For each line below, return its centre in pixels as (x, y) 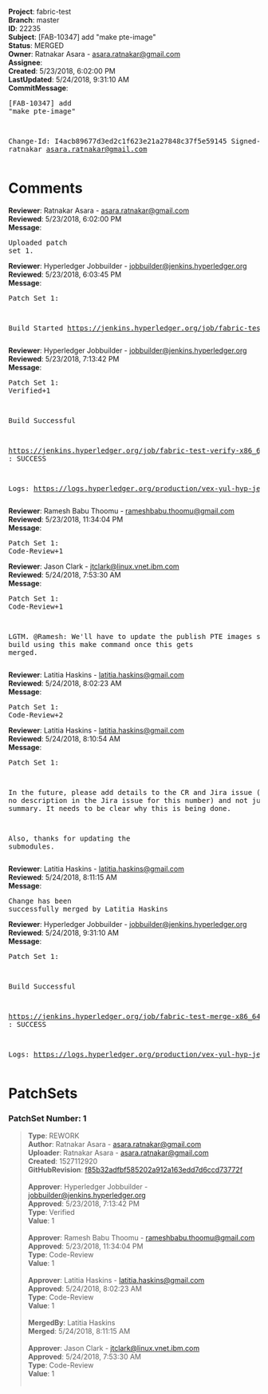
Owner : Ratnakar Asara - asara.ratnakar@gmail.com (95, 54)
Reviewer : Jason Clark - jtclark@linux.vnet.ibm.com (94, 566)
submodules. (32, 846)
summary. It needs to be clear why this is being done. (120, 808)
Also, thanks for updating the (69, 838)
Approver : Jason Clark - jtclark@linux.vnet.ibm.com (114, 1348)
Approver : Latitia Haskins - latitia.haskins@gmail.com (116, 1280)
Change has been (40, 901)
